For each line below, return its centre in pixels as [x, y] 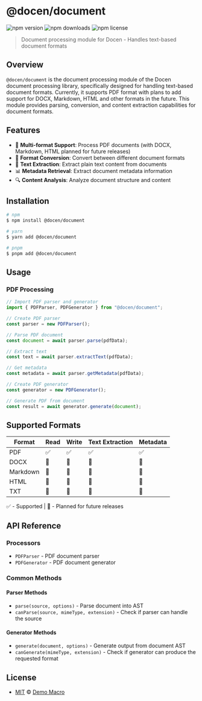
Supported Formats [44, 425]
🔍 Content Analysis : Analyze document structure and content [93, 180]
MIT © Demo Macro [40, 692]
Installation [28, 201]
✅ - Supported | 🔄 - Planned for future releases [65, 506]
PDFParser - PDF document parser [57, 556]
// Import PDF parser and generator [52, 302]
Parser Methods [27, 593]
